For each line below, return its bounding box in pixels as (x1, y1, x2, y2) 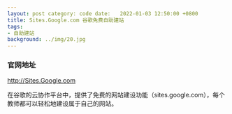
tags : (7, 23, 23, 30)
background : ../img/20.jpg (7, 36, 86, 43)
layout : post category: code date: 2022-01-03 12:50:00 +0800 (7, 10, 198, 17)
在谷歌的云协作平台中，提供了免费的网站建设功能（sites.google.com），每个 (7, 91, 226, 99)
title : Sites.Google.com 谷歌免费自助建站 (7, 17, 124, 24)
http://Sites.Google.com (7, 76, 75, 85)
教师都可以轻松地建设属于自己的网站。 (7, 99, 117, 108)
